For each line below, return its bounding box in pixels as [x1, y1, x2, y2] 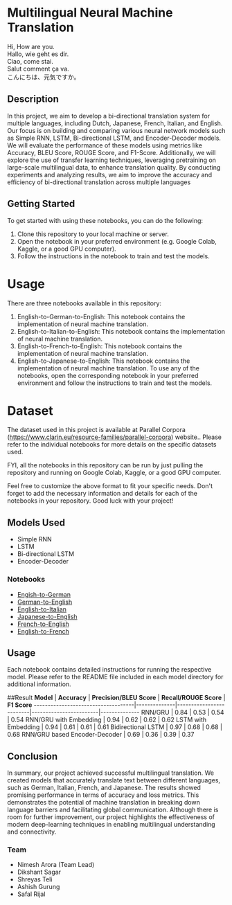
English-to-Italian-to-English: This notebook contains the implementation [17, 327, 226, 335]
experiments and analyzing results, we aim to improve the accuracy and [7, 170, 213, 179]
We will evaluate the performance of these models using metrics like [7, 141, 203, 150]
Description [7, 93, 59, 105]
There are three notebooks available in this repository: [7, 299, 161, 307]
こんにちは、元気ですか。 [7, 73, 80, 81]
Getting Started [7, 198, 75, 210]
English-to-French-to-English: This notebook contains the [17, 341, 182, 350]
